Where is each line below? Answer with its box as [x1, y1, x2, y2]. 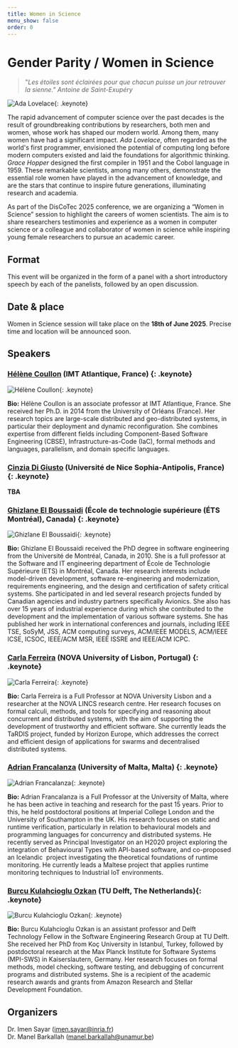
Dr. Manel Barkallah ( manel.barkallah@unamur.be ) [7, 1032, 154, 1041]
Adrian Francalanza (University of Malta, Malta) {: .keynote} [7, 762, 219, 772]
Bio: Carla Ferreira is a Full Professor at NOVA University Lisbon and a [7, 692, 212, 700]
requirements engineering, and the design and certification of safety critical [7, 582, 229, 591]
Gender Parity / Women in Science [7, 54, 215, 71]
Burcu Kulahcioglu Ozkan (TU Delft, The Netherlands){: [7, 886, 202, 896]
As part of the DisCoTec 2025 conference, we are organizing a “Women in [7, 202, 225, 211]
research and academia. [7, 189, 78, 197]
